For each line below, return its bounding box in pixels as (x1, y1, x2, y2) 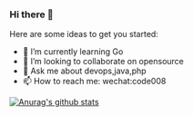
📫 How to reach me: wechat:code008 (22, 76, 167, 87)
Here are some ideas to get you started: (9, 29, 159, 40)
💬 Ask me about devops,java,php (22, 65, 147, 76)
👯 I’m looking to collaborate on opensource (22, 56, 185, 67)
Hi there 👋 (9, 8, 55, 21)
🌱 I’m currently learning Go (22, 46, 124, 57)
